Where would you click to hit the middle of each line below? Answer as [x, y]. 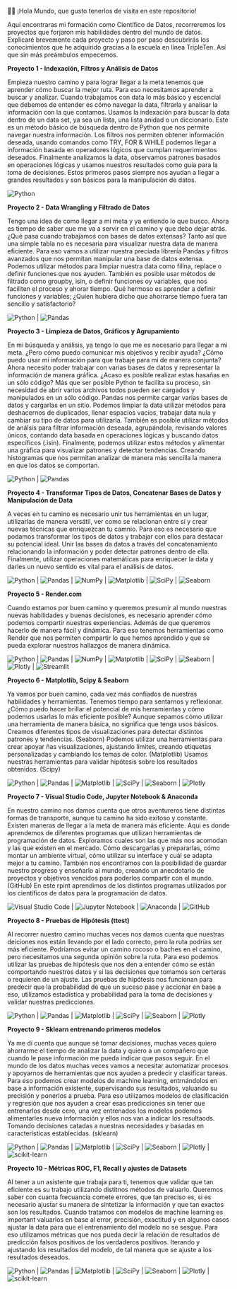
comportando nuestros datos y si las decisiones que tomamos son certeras [117, 972]
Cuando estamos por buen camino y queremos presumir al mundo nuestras [117, 608]
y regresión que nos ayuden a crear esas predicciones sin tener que [107, 1103]
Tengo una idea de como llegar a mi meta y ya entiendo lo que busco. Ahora [118, 221]
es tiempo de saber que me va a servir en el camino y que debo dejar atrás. [117, 229]
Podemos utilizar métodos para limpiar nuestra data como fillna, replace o [115, 266]
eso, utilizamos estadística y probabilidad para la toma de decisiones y [110, 994]
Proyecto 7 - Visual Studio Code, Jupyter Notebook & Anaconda [103, 797]
